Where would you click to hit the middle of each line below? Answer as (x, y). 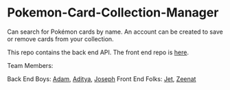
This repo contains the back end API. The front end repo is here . (98, 52)
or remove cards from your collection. (61, 38)
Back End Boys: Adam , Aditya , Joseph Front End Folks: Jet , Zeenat (102, 79)
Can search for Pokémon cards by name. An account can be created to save (115, 32)
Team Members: (30, 65)
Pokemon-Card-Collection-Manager (113, 13)
